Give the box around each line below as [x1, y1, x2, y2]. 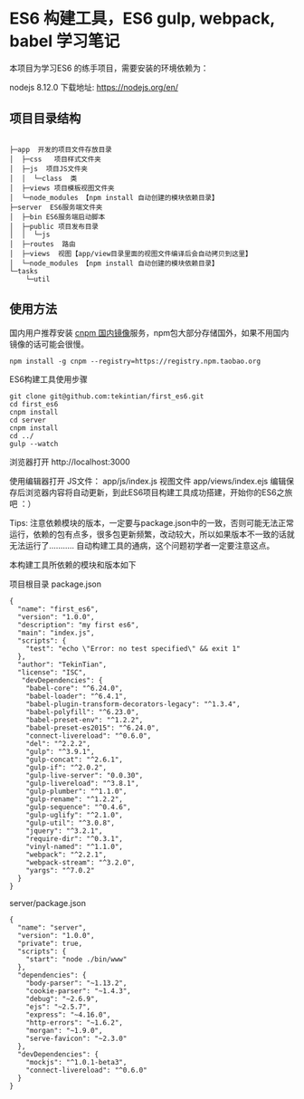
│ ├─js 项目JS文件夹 [9, 164, 89, 173]
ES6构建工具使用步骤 [9, 373, 89, 385]
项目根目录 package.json [9, 578, 102, 589]
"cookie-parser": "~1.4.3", [25, 986, 131, 996]
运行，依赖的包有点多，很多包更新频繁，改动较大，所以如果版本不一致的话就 [9, 529, 295, 540]
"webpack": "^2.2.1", [25, 850, 107, 859]
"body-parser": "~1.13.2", [25, 979, 128, 988]
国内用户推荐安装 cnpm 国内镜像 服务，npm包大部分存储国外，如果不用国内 [9, 327, 290, 338]
